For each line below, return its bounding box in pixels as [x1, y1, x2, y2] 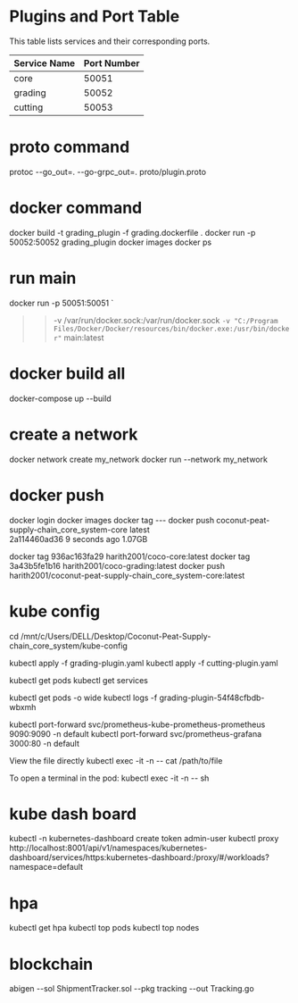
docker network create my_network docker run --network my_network [9, 454, 268, 464]
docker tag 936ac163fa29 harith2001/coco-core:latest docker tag [9, 551, 251, 562]
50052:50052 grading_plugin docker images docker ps [9, 237, 212, 247]
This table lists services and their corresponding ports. [9, 36, 211, 46]
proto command [9, 137, 130, 157]
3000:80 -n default [9, 738, 80, 748]
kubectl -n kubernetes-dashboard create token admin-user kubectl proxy [9, 833, 279, 844]
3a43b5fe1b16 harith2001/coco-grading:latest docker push [9, 560, 226, 571]
